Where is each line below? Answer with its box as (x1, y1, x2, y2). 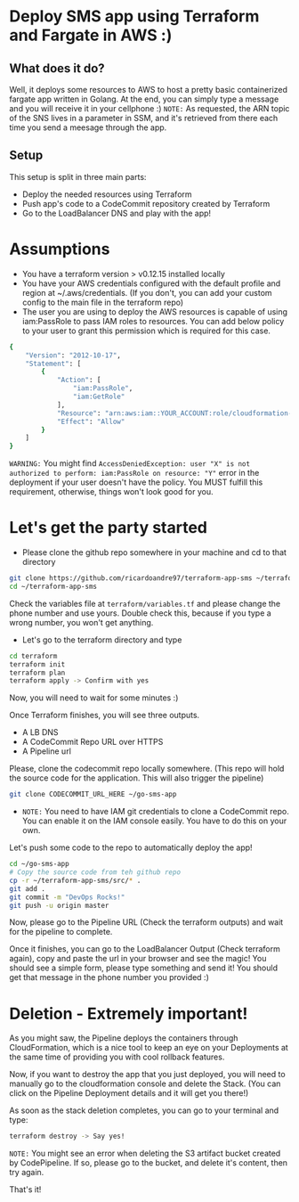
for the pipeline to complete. (9, 927, 113, 937)
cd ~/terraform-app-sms (9, 582, 98, 591)
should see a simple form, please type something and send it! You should (9, 962, 279, 973)
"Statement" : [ (25, 359, 82, 368)
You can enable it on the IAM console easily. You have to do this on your (21, 815, 287, 826)
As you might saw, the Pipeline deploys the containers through (9, 1033, 238, 1043)
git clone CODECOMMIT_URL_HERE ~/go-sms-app (9, 790, 177, 799)
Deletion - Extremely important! (9, 1003, 248, 1024)
